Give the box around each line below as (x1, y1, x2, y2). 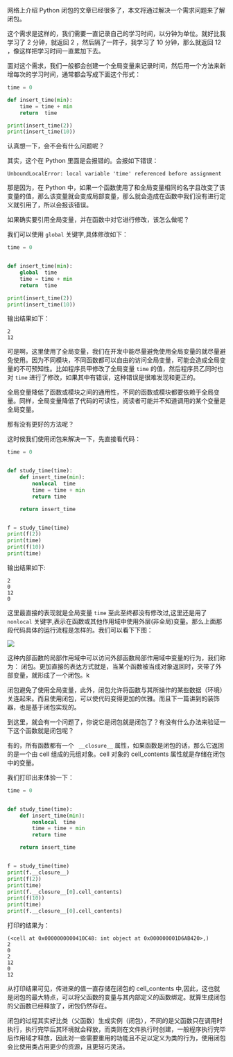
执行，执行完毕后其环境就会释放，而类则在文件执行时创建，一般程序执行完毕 (7, 1025, 226, 1033)
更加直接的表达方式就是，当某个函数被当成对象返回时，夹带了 (39, 662, 216, 671)
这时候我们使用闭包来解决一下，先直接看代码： (7, 435, 141, 443)
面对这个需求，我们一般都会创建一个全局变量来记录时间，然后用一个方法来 (7, 62, 220, 69)
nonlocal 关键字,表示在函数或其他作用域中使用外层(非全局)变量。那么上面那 (7, 617, 223, 626)
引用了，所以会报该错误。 (19, 200, 92, 209)
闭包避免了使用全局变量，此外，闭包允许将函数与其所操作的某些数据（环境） (7, 685, 226, 694)
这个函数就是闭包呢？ (12, 726, 74, 734)
